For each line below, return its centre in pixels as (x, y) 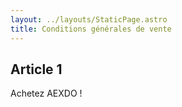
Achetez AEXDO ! (46, 93)
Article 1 (36, 69)
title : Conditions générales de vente (91, 29)
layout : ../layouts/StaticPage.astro (89, 19)
